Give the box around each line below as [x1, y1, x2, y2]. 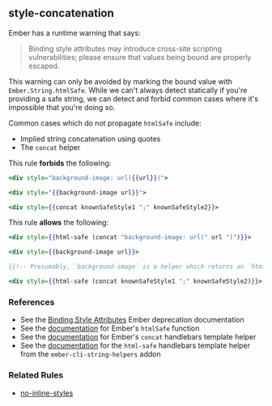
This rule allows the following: [8, 218, 109, 228]
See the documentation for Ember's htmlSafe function [19, 323, 200, 333]
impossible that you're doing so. [8, 102, 116, 112]
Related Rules [8, 370, 64, 381]
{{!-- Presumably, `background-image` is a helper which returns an [8, 263, 244, 271]
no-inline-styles [19, 388, 74, 398]
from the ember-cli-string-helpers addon [19, 349, 161, 359]
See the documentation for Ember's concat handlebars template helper [19, 332, 257, 342]
